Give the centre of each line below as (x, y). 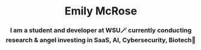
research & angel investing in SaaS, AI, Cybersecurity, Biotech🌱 (101, 40)
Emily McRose (101, 11)
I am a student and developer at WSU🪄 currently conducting (101, 30)
